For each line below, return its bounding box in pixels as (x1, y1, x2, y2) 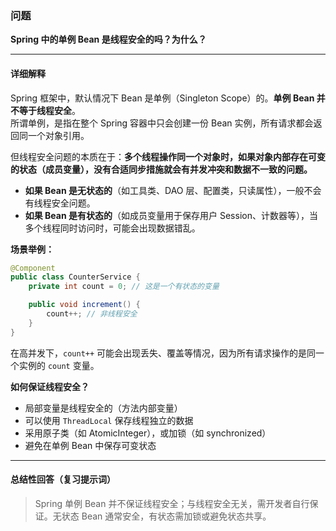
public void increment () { (28, 300, 141, 310)
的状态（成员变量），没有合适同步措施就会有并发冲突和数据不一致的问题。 (10, 163, 313, 175)
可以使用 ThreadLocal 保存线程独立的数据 (24, 414, 194, 426)
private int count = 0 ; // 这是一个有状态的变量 (28, 282, 220, 292)
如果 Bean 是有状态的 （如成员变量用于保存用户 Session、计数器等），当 (24, 209, 318, 221)
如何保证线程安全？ (10, 380, 90, 392)
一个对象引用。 (27, 129, 90, 141)
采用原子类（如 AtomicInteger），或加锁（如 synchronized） (24, 427, 272, 439)
